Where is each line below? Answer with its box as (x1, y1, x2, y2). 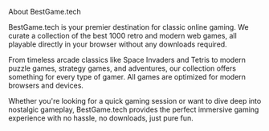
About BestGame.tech (8, 7, 82, 16)
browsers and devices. (8, 80, 84, 90)
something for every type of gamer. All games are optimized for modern (8, 72, 247, 81)
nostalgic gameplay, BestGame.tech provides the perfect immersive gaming (8, 104, 259, 114)
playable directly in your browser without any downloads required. (8, 39, 227, 49)
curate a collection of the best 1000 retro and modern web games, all (8, 31, 237, 40)
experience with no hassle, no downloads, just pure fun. (8, 113, 194, 123)
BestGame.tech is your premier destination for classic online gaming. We (8, 23, 249, 31)
